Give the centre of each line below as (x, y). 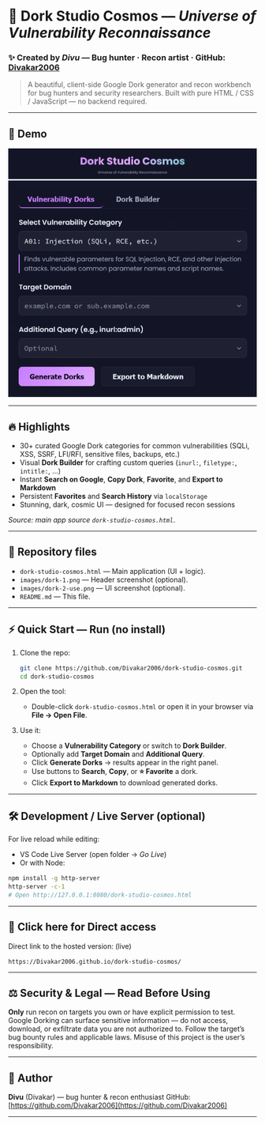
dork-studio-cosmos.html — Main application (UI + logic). (112, 571)
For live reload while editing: (54, 839)
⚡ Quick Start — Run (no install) (87, 630)
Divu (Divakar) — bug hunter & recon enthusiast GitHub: (99, 1097)
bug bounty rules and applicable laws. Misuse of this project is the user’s (127, 1037)
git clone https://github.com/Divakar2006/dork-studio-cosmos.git (131, 668)
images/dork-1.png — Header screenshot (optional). (104, 579)
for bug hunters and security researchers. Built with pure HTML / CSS (141, 93)
